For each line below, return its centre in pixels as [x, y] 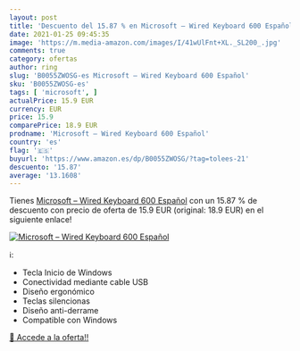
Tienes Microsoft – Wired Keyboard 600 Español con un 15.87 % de [133, 201]
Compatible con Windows [70, 320]
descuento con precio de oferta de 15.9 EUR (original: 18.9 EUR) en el [137, 210]
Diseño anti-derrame [60, 311]
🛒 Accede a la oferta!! [49, 338]
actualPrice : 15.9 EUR [51, 100]
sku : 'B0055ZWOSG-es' [50, 84]
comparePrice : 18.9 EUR [54, 126]
